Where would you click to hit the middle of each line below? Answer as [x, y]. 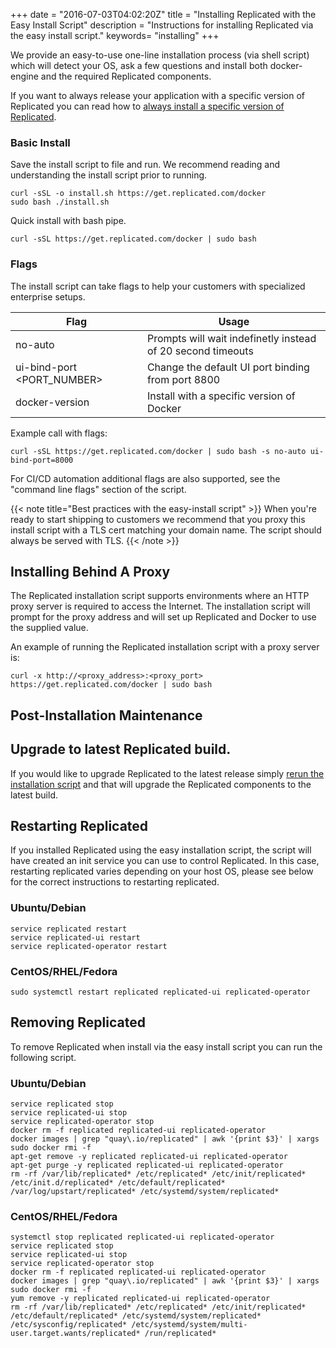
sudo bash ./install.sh [60, 202]
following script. [43, 1057]
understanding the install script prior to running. [109, 175]
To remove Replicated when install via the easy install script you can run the [166, 1046]
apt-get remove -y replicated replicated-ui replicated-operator [149, 1157]
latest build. [34, 795]
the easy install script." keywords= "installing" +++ [115, 35]
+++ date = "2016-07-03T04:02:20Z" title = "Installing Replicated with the [163, 14]
